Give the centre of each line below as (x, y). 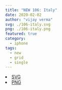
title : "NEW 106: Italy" (31, 10)
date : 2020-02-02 (23, 15)
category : (16, 39)
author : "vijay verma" (29, 19)
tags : (11, 48)
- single (19, 62)
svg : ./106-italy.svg (28, 24)
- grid (17, 58)
